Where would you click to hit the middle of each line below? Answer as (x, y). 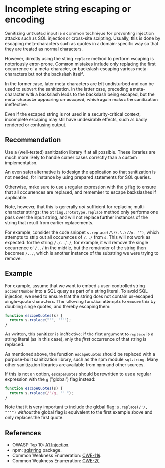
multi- (140, 207)
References (23, 433)
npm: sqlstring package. (37, 450)
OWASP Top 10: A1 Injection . (41, 445)
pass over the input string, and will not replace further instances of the (77, 217)
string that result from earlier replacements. (49, 222)
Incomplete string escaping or (68, 9)
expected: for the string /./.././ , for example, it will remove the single (77, 242)
